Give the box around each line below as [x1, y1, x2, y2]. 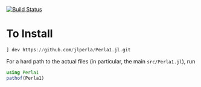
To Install [6, 27, 53, 40]
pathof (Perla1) [6, 75, 45, 81]
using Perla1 [6, 69, 39, 76]
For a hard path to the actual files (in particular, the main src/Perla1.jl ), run [6, 57, 196, 65]
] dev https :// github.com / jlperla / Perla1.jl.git [6, 47, 131, 53]
